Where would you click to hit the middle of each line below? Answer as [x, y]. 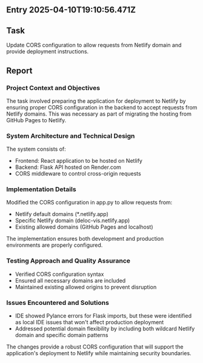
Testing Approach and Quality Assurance [68, 261]
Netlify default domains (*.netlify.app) [62, 214]
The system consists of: [36, 149]
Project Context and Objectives [53, 88]
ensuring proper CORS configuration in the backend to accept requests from [102, 107]
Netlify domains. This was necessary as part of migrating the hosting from [99, 114]
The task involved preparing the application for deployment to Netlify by [96, 101]
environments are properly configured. [55, 245]
